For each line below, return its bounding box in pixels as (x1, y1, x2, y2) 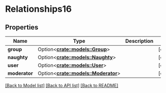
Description (125, 38, 154, 44)
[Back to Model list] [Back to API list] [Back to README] (5, 83, 119, 88)
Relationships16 (5, 3, 72, 15)
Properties (5, 23, 39, 31)
